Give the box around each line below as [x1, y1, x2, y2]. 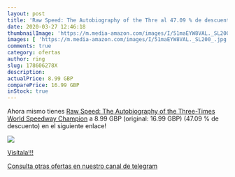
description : [7, 68, 45, 75]
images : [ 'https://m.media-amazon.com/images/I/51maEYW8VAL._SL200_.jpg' [7, 36, 230, 43]
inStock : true [7, 88, 49, 95]
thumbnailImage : [7, 29, 55, 37]
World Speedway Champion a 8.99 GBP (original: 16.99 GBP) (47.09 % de [7, 114, 219, 123]
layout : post [7, 10, 45, 17]
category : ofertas [7, 49, 61, 56]
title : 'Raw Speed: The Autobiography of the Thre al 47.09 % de [7, 17, 201, 24]
